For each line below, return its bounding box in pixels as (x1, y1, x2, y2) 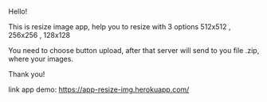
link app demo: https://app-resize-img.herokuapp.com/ (8, 85, 190, 94)
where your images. (8, 55, 74, 63)
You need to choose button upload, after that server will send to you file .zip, (8, 46, 260, 55)
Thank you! (8, 70, 45, 78)
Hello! (8, 7, 28, 16)
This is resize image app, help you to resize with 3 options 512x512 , (8, 22, 231, 31)
